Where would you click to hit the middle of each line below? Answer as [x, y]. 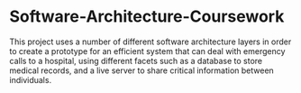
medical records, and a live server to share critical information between [142, 70]
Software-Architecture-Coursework [147, 17]
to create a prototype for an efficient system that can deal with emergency [147, 51]
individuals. [31, 79]
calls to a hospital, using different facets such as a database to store [136, 60]
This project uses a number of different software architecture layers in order [150, 42]
